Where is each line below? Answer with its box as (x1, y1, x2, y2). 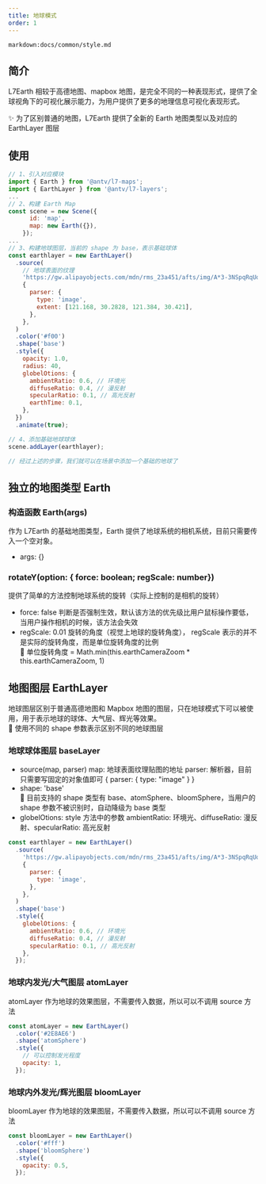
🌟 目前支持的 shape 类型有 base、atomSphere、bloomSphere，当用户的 (19, 793, 256, 803)
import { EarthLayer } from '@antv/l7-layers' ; (8, 185, 169, 193)
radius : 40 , (22, 362, 62, 370)
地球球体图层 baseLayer (8, 745, 101, 757)
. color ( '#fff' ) (15, 1139, 66, 1147)
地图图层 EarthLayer (8, 681, 108, 695)
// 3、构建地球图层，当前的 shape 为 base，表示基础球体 (8, 243, 177, 252)
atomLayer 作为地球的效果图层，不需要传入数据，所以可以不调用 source (8, 996, 243, 1006)
